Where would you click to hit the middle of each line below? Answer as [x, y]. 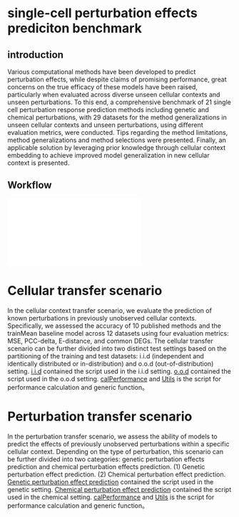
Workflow [30, 185]
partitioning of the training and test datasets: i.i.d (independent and [106, 356]
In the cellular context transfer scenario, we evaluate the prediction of [110, 310]
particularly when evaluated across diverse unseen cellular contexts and [114, 95]
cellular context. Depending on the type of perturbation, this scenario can [116, 451]
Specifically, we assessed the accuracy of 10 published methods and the [114, 326]
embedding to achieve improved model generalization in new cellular [108, 155]
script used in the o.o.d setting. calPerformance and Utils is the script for [114, 378]
